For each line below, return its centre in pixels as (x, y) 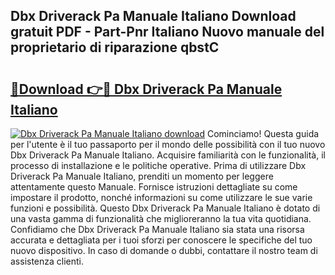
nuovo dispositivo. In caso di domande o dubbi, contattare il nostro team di (164, 250)
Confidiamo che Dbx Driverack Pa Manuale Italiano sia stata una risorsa (157, 229)
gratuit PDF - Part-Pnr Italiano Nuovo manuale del (167, 32)
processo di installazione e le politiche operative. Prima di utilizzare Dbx (158, 165)
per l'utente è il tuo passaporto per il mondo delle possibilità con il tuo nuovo (168, 144)
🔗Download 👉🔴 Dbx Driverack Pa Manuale (146, 89)
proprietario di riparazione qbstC (115, 47)
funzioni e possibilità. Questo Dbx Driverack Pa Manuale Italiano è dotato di (165, 208)
